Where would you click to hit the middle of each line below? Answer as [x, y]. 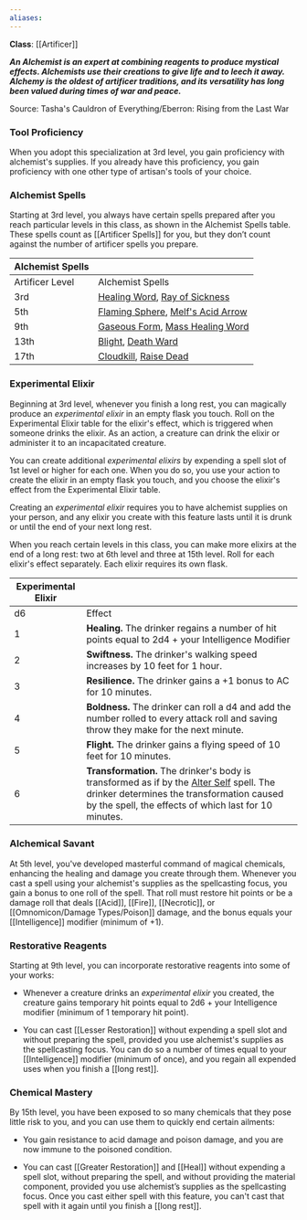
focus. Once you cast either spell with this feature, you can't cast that [153, 1196]
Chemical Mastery [51, 1093]
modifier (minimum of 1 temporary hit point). [106, 1013]
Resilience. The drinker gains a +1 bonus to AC [188, 680]
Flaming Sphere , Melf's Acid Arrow [172, 312]
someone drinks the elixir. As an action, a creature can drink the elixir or [145, 433]
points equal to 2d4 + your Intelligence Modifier [188, 639]
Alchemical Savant [52, 843]
